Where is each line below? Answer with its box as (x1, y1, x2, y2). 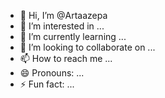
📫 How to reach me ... (19, 53, 113, 64)
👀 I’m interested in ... (19, 20, 105, 32)
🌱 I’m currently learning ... (19, 31, 127, 42)
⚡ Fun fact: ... (19, 78, 75, 90)
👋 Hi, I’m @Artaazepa (19, 10, 108, 21)
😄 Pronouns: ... (19, 67, 85, 79)
